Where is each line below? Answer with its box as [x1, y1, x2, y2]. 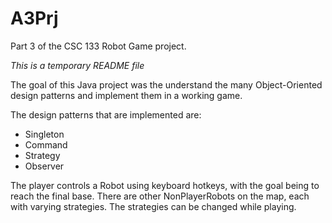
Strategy [24, 149, 61, 161]
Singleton [24, 128, 65, 140]
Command [24, 138, 68, 151]
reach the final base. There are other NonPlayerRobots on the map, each [10, 190, 310, 202]
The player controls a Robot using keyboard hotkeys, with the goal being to [10, 179, 320, 191]
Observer [24, 160, 65, 172]
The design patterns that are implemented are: [10, 108, 202, 121]
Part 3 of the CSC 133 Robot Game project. [10, 40, 187, 52]
